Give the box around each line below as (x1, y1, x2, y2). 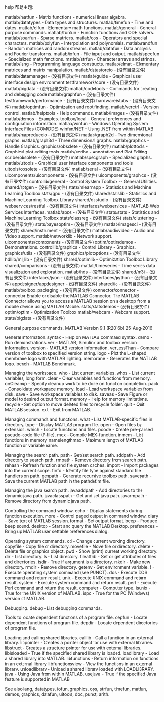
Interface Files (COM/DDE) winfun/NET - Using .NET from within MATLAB (5, 126, 154, 132)
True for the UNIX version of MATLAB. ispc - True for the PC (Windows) (5, 590, 150, 596)
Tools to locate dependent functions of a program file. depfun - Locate (5, 614, 148, 620)
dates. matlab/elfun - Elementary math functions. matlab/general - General (5, 25, 156, 31)
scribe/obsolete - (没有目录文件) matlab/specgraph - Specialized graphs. (5, 154, 152, 160)
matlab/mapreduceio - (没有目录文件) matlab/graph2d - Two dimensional (5, 132, 152, 138)
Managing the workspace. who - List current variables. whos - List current (5, 370, 155, 376)
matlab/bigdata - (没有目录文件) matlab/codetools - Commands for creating (5, 86, 158, 91)
